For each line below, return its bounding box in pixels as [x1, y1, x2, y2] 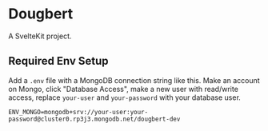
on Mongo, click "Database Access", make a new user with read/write [8, 84, 238, 93]
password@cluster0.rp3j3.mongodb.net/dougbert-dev [8, 115, 181, 123]
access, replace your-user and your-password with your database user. [8, 93, 242, 102]
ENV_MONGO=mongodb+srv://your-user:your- [8, 108, 149, 116]
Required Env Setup [8, 54, 110, 68]
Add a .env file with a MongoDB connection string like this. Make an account [8, 75, 260, 85]
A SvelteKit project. [8, 31, 72, 41]
